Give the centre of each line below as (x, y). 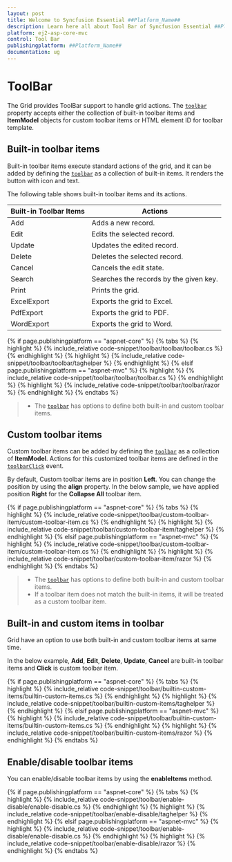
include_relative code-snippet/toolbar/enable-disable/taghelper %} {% (108, 814)
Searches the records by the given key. (155, 279)
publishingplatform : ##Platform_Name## (65, 46)
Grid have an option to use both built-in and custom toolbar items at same (112, 640)
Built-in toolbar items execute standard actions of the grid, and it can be (109, 166)
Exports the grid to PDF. (130, 312)
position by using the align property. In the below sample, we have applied (113, 487)
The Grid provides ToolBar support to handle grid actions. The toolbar (107, 105)
